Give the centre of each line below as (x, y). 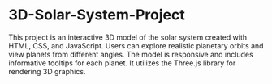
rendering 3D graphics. (47, 71)
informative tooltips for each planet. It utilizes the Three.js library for (122, 63)
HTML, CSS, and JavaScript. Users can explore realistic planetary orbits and (136, 45)
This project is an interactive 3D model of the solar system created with (128, 37)
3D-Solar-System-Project (97, 15)
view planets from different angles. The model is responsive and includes (131, 54)
